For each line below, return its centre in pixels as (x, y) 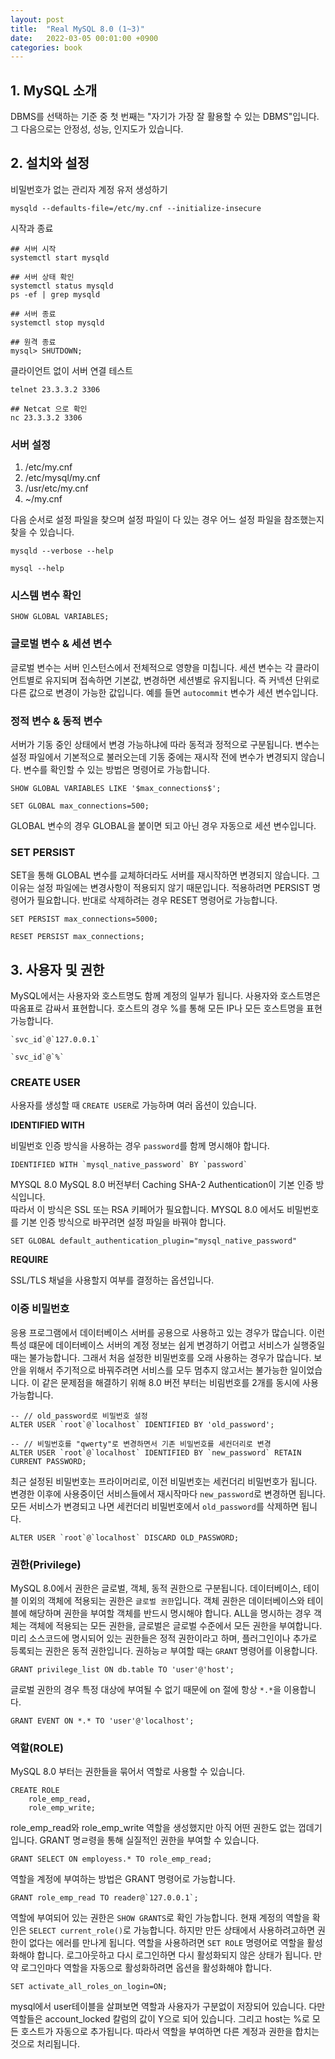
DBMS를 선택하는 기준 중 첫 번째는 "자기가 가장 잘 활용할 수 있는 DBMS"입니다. (165, 117)
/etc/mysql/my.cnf (62, 478)
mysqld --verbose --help (62, 551)
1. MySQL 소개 (54, 90)
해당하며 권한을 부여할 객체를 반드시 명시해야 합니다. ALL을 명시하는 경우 (170, 1613)
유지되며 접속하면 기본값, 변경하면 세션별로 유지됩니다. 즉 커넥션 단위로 (182, 680)
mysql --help (37, 569)
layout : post (37, 19)
